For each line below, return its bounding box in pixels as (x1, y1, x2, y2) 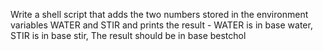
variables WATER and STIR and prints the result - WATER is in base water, (10, 19, 313, 31)
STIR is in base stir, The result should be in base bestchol (10, 30, 247, 41)
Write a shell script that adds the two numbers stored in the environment (10, 9, 309, 20)
